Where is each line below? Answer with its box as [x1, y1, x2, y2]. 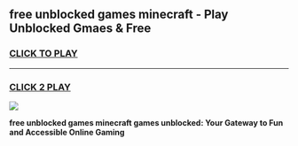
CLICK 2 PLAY [9, 81, 71, 93]
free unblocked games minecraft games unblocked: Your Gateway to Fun [9, 117, 284, 127]
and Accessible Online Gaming [9, 127, 125, 137]
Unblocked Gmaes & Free [9, 21, 152, 36]
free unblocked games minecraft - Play [9, 7, 229, 22]
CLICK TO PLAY [9, 48, 78, 60]
